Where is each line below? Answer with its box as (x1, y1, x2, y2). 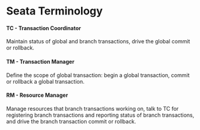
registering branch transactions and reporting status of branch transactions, (6, 111, 195, 119)
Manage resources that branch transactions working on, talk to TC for (6, 105, 179, 112)
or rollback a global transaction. (6, 78, 85, 85)
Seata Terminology (6, 4, 103, 18)
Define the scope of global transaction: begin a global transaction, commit (6, 71, 190, 79)
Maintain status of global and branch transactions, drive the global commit (6, 38, 190, 45)
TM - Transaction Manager (6, 58, 75, 65)
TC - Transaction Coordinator (6, 24, 81, 31)
